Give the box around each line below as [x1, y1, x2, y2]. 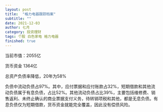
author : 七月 [5, 25, 30, 30]
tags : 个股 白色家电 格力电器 [5, 34, 59, 39]
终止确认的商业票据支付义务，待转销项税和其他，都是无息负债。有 [26, 96, 158, 101]
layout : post [5, 7, 32, 12]
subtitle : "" [5, 16, 32, 21]
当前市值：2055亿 [5, 52, 41, 58]
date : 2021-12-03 [5, 20, 40, 26]
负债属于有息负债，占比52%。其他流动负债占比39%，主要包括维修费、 [9, 89, 151, 95]
